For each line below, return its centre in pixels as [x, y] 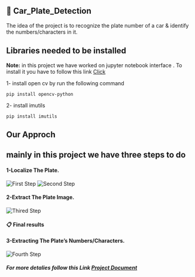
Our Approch [31, 135]
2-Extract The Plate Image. [40, 197]
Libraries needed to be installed [66, 51]
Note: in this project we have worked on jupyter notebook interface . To [94, 65]
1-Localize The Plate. [33, 170]
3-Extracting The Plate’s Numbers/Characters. [65, 241]
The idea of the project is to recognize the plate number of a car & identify [97, 25]
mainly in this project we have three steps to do [96, 155]
